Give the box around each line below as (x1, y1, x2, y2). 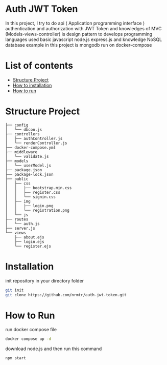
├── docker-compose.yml (5, 145, 56, 150)
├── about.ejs (14, 234, 44, 240)
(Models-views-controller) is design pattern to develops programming (5, 31, 153, 37)
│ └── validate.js (5, 154, 50, 159)
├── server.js (5, 226, 36, 231)
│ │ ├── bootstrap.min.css (5, 185, 72, 190)
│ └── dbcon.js (5, 127, 42, 132)
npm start (5, 356, 27, 361)
